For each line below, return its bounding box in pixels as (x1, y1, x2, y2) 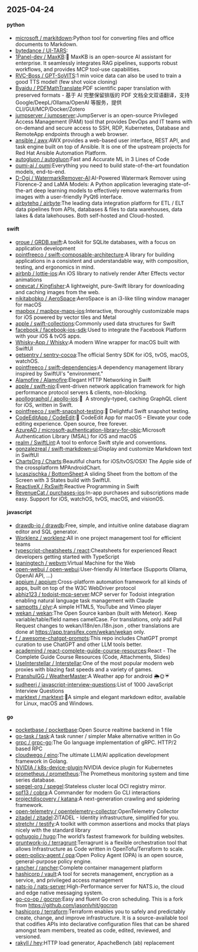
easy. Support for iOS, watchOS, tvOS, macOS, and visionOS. (15, 495, 164, 502)
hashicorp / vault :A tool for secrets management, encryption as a (15, 871, 173, 878)
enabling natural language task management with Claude (15, 597, 154, 604)
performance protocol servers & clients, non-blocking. (15, 388, 147, 396)
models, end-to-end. (15, 168, 66, 175)
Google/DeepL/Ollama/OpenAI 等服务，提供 (15, 98, 122, 106)
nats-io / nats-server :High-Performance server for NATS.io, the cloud (15, 883, 184, 890)
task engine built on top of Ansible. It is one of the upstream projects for (15, 143, 190, 150)
